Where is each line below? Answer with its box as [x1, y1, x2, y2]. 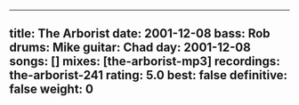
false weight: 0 [9, 82, 94, 97]
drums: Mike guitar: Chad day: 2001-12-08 [9, 40, 251, 55]
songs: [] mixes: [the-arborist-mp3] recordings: [9, 54, 280, 69]
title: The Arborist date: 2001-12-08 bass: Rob [9, 26, 271, 41]
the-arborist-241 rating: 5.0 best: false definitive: [9, 68, 287, 83]
